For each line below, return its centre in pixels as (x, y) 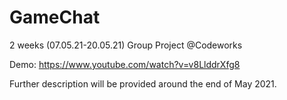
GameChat (55, 17)
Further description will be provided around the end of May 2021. (143, 83)
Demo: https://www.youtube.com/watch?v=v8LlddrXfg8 (125, 64)
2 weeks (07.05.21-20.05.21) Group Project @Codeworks (126, 45)
